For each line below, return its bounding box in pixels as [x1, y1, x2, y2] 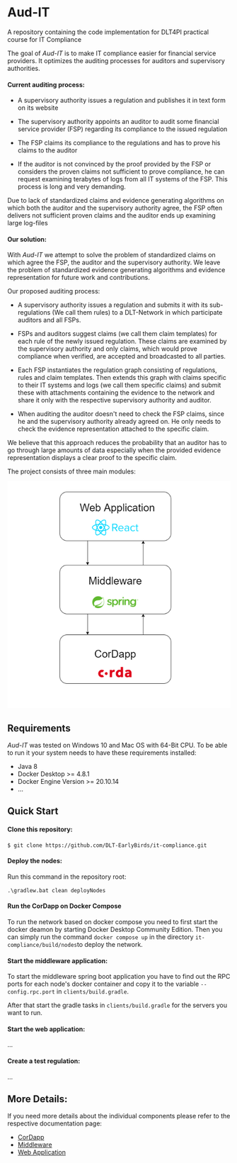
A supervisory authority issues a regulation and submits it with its [17, 300, 209, 309]
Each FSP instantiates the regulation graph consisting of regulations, [17, 366, 217, 374]
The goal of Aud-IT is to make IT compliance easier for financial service [7, 49, 216, 57]
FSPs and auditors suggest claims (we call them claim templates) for [17, 330, 217, 338]
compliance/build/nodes [7, 942, 78, 949]
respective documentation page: [7, 1119, 103, 1128]
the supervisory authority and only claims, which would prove [17, 344, 198, 353]
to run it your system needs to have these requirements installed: [7, 748, 197, 757]
